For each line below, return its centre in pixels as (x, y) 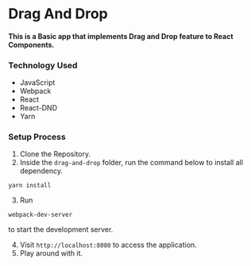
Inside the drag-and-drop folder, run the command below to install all (131, 163)
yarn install (30, 186)
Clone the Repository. (55, 154)
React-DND (39, 108)
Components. (31, 44)
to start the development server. (61, 229)
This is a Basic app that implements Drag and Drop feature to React (121, 36)
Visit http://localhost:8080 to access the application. (108, 245)
